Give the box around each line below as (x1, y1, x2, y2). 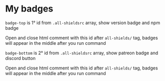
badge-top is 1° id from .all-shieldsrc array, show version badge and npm (5, 20, 160, 26)
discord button (5, 55, 36, 61)
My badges (5, 3, 53, 15)
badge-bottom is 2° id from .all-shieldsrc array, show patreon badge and (5, 50, 158, 56)
